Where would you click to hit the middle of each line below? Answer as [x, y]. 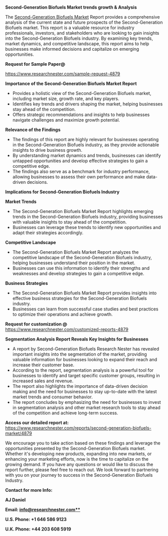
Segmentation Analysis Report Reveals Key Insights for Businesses [77, 339]
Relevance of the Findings [33, 130]
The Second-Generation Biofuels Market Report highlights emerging [83, 211]
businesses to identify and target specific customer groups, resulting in [86, 376]
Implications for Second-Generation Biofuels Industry [62, 192]
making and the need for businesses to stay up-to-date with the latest [85, 392]
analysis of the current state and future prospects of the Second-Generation [84, 22]
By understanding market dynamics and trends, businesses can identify [87, 155]
